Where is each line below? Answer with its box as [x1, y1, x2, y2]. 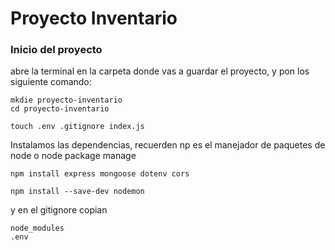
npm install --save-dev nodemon [10, 187, 145, 197]
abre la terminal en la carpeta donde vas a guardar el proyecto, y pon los [10, 65, 310, 77]
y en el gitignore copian [10, 204, 108, 216]
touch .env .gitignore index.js [10, 122, 145, 132]
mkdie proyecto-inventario [10, 95, 123, 106]
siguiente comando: [10, 76, 92, 88]
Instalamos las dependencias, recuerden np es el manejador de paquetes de [10, 139, 326, 151]
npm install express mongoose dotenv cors [10, 169, 190, 179]
